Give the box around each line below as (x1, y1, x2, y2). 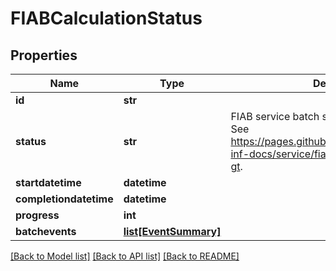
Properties (10, 47, 78, 64)
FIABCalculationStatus (10, 7, 203, 30)
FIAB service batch (230, 110, 320, 123)
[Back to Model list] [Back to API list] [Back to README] (10, 250, 240, 262)
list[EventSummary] (123, 225, 222, 238)
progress (15, 208, 60, 222)
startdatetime (15, 176, 82, 189)
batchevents (15, 225, 77, 238)
